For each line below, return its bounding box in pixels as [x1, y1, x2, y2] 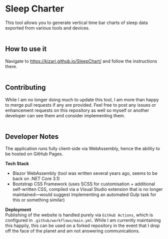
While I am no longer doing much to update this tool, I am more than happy [5, 96, 159, 103]
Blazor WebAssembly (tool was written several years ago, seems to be [12, 170, 157, 176]
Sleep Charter [5, 3, 64, 15]
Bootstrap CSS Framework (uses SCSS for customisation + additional [12, 181, 155, 187]
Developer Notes [5, 132, 59, 141]
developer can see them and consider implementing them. [5, 112, 125, 118]
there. [5, 63, 17, 69]
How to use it [5, 45, 47, 53]
